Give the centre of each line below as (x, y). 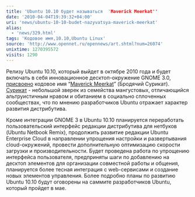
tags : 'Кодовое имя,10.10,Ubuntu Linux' (56, 38)
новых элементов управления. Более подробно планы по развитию (91, 175)
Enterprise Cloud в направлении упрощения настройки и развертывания (96, 138)
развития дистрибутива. (36, 108)
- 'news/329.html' (34, 33)
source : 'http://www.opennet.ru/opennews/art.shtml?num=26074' (85, 44)
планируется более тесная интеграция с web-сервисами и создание (92, 169)
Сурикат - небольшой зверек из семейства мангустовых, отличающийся (97, 90)
